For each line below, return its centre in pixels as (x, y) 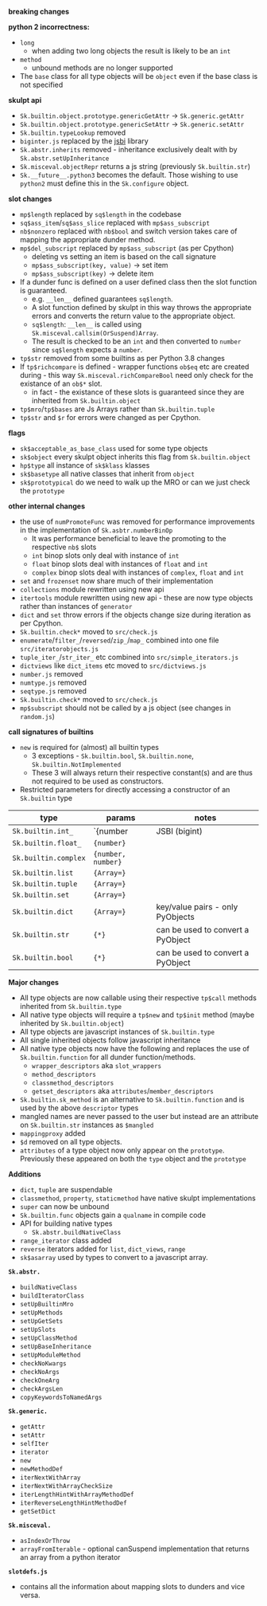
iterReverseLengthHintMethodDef (73, 1503)
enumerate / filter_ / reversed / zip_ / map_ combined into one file (119, 640)
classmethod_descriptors (73, 1083)
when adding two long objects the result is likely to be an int (131, 51)
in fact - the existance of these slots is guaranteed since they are (138, 392)
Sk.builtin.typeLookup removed (72, 132)
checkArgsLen (41, 1389)
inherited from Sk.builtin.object (86, 401)
